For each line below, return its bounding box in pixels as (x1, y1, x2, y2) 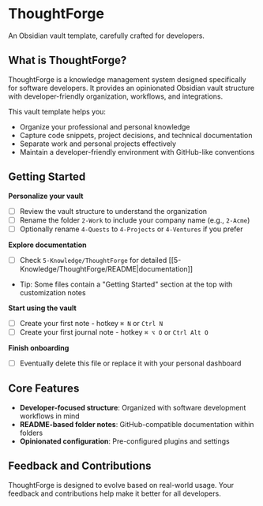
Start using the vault (8, 303, 77, 313)
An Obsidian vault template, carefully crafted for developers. (8, 31, 205, 40)
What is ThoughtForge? (8, 54, 127, 67)
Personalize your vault (8, 191, 84, 201)
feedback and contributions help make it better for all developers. (8, 489, 221, 498)
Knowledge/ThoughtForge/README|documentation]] (19, 264, 193, 273)
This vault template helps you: (8, 107, 107, 116)
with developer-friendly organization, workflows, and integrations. (8, 92, 224, 101)
